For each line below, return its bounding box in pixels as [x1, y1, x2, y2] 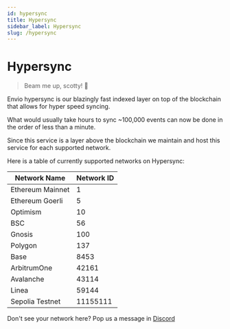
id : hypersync [7, 10, 48, 17]
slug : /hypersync [7, 29, 57, 36]
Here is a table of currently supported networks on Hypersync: [7, 157, 185, 165]
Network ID [76, 173, 115, 183]
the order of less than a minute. [7, 123, 96, 131]
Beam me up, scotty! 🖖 [23, 82, 89, 90]
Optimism [10, 207, 42, 217]
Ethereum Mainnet [10, 185, 70, 195]
